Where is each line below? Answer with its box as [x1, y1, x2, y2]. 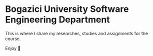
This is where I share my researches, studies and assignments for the [5, 30, 148, 36]
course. [5, 36, 21, 42]
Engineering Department [5, 14, 110, 25]
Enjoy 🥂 [5, 45, 21, 51]
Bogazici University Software [5, 3, 129, 15]
